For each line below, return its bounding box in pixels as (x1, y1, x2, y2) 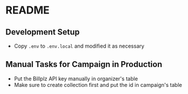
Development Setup (5, 27, 80, 37)
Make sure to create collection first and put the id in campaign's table (14, 81, 183, 88)
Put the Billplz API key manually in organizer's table (14, 75, 139, 82)
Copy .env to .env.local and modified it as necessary (14, 42, 145, 49)
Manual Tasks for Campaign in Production (5, 59, 163, 69)
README (5, 4, 50, 17)
